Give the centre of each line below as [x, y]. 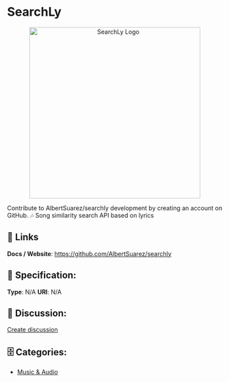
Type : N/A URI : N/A [35, 292]
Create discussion [32, 330]
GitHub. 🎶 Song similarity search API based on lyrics [81, 215]
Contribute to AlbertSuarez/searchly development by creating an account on [115, 208]
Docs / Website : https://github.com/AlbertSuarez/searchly [90, 253]
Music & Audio [37, 372]
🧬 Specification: [42, 276]
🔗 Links [23, 237]
